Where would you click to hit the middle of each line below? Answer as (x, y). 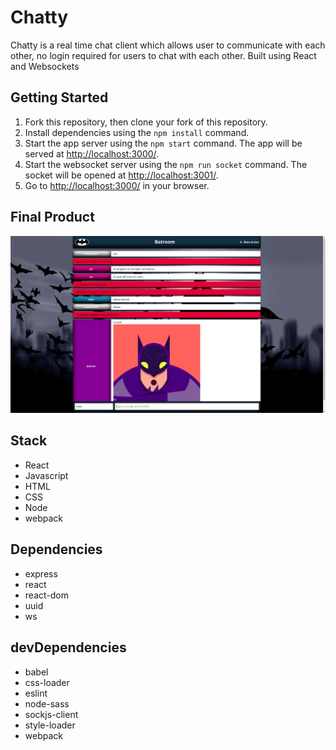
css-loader (47, 682)
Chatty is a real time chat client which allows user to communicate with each (168, 45)
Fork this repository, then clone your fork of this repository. (146, 122)
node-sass (47, 703)
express (41, 573)
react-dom (46, 595)
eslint (36, 693)
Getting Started (59, 97)
